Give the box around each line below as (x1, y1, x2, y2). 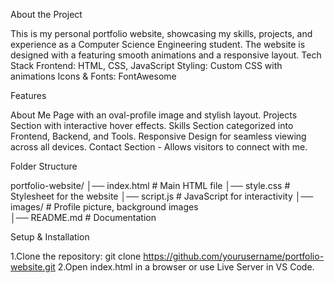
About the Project (10, 9, 83, 20)
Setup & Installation (10, 231, 90, 243)
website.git (10, 261, 56, 273)
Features (10, 90, 47, 101)
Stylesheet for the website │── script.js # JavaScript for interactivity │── (10, 190, 314, 202)
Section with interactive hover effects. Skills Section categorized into (10, 120, 294, 131)
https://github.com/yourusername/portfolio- (143, 250, 325, 262)
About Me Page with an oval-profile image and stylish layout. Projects (10, 109, 298, 121)
